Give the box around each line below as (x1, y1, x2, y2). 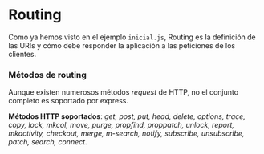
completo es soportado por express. (8, 96, 128, 106)
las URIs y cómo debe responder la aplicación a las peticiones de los (8, 40, 235, 50)
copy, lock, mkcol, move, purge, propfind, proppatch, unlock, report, (8, 120, 235, 130)
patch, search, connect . (8, 137, 87, 147)
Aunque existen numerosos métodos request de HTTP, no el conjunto (8, 87, 239, 97)
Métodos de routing (8, 69, 87, 80)
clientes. (8, 49, 37, 59)
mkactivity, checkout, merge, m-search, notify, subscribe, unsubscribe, (8, 128, 245, 138)
